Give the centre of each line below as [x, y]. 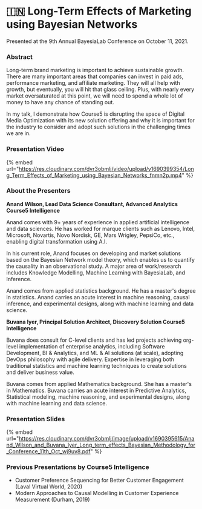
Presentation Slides [36, 419]
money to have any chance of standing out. [60, 102]
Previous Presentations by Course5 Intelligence [78, 467]
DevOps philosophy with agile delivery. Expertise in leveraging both [90, 359]
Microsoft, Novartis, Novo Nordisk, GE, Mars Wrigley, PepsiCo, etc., [90, 235]
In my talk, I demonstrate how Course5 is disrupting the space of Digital [96, 114]
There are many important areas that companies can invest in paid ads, [95, 76]
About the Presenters [38, 191]
